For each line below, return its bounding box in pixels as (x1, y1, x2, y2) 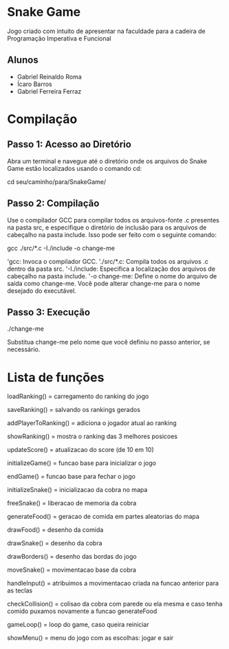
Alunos (7, 54, 39, 66)
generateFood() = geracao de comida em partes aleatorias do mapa (7, 513, 199, 521)
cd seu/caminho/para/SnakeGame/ (7, 177, 107, 186)
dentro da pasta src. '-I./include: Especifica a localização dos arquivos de (7, 265, 215, 273)
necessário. (7, 345, 41, 353)
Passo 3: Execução (7, 306, 91, 318)
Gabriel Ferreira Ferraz (17, 87, 82, 95)
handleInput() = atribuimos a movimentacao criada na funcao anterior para (7, 579, 219, 588)
